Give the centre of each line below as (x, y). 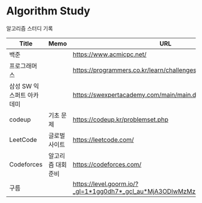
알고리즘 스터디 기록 (29, 28)
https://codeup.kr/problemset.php (120, 119)
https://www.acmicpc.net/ (109, 54)
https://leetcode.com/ (103, 140)
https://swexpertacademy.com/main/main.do (136, 95)
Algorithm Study (48, 11)
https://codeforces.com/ (107, 164)
